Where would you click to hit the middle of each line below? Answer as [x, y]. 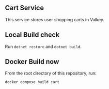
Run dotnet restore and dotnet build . [43, 46]
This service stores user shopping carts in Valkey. [55, 19]
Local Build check [32, 35]
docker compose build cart [32, 82]
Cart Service [24, 8]
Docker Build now [32, 62]
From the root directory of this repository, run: [51, 73]
